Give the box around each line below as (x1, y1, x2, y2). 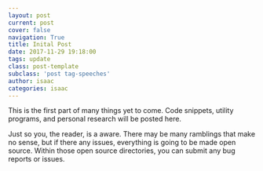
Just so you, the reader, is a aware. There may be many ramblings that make (8, 129, 256, 139)
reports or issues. (8, 155, 65, 164)
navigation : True (8, 33, 65, 42)
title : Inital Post (8, 41, 72, 49)
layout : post (8, 11, 51, 20)
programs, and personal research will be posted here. (8, 115, 182, 124)
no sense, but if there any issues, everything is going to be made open (8, 138, 236, 147)
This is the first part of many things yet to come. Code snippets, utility (8, 106, 234, 115)
